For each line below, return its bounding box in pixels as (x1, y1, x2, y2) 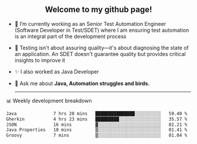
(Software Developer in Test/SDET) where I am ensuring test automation (14, 26, 189, 34)
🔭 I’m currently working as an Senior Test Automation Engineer (14, 20, 166, 27)
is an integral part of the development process (14, 32, 127, 40)
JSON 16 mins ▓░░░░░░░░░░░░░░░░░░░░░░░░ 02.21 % (6, 122, 188, 128)
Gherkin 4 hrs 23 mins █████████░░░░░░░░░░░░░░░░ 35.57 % (6, 116, 188, 122)
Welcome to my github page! (45, 5, 152, 15)
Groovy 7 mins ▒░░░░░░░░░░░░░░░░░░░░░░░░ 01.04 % (6, 132, 188, 139)
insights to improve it (14, 56, 66, 63)
